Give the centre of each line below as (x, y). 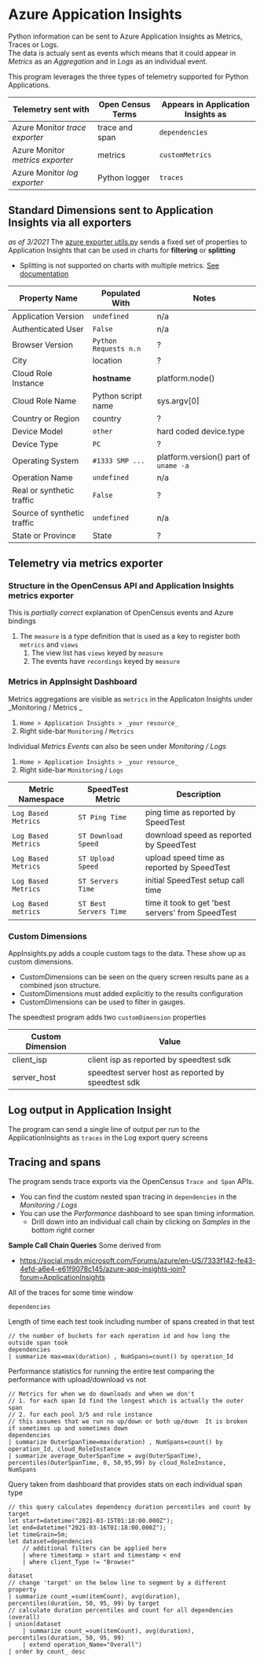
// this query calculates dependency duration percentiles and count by (130, 1507)
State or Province (44, 535)
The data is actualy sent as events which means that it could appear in (122, 53)
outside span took (38, 1343)
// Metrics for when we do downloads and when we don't (101, 1394)
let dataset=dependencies (50, 1541)
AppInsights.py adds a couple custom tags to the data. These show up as (127, 953)
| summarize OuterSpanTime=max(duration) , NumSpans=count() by (115, 1442)
